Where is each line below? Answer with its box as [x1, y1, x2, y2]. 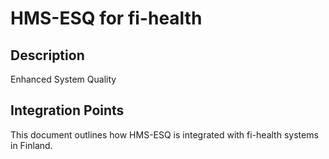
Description [10, 47, 85, 64]
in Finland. [10, 139, 53, 151]
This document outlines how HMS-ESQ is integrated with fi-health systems [10, 128, 319, 141]
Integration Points [10, 102, 125, 119]
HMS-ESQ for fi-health [10, 7, 203, 30]
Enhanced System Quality [10, 73, 117, 85]
